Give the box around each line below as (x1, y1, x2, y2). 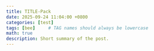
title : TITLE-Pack (6, 8, 51, 15)
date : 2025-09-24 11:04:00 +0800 (6, 14, 88, 20)
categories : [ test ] (6, 19, 54, 25)
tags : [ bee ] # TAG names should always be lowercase (6, 25, 149, 31)
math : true (6, 30, 33, 36)
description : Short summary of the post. (6, 36, 109, 42)
